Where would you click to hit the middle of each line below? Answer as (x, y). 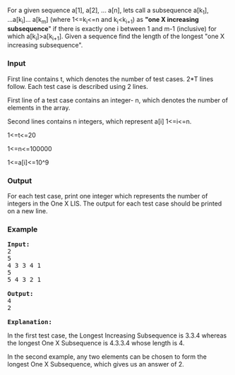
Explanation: (30, 322)
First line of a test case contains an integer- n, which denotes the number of (117, 100)
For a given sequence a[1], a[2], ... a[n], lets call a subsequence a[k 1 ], (108, 11)
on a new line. (28, 210)
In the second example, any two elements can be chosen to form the (107, 357)
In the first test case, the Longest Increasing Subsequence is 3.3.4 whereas (117, 335)
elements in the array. (39, 107)
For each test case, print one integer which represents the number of (108, 196)
